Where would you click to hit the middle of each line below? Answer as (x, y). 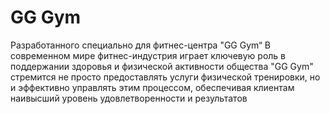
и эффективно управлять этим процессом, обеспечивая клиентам (152, 87)
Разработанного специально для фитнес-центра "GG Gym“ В (140, 45)
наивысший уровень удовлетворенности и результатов (129, 98)
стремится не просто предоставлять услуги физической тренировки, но (165, 77)
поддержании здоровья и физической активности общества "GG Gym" (162, 66)
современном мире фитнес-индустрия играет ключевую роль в (148, 55)
